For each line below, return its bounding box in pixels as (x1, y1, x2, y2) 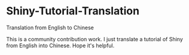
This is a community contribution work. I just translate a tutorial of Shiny (6, 35, 184, 42)
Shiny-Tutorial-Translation (6, 4, 139, 18)
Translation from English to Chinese (6, 24, 94, 31)
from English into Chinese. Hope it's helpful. (6, 42, 115, 49)
